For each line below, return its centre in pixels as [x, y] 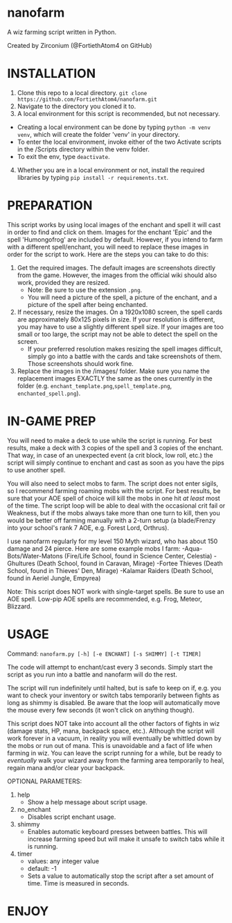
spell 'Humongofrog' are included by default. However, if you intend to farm [115, 239]
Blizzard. [20, 606]
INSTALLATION [51, 74]
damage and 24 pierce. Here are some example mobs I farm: [94, 548]
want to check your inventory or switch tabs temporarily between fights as [113, 695]
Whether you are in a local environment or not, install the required [111, 170]
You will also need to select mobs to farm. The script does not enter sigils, [113, 483]
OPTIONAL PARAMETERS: [44, 781]
